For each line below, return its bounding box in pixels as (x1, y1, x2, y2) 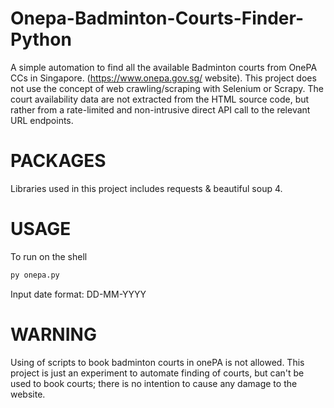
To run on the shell (10, 250, 88, 262)
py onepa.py (10, 270, 60, 280)
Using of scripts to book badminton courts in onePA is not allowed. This (10, 356, 305, 368)
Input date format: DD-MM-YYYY (10, 288, 147, 300)
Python (10, 28, 72, 51)
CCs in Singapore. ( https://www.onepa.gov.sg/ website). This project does (10, 72, 317, 84)
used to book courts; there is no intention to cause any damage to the (10, 377, 298, 389)
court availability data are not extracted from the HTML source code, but (10, 93, 310, 105)
